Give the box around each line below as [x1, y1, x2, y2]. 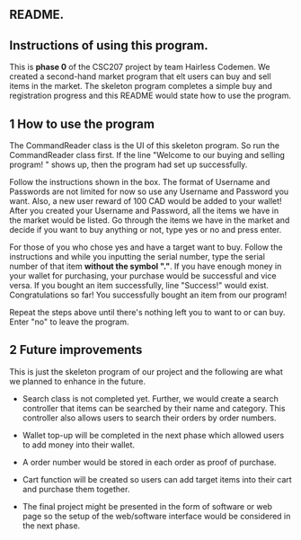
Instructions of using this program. [9, 38, 208, 53]
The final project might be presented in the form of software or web [22, 500, 272, 511]
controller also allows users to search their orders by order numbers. [22, 412, 277, 423]
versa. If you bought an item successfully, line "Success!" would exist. [9, 280, 270, 291]
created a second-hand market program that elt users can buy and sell [9, 71, 271, 82]
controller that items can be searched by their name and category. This [22, 403, 286, 413]
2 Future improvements [9, 342, 143, 358]
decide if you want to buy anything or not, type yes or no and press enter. [9, 225, 282, 235]
